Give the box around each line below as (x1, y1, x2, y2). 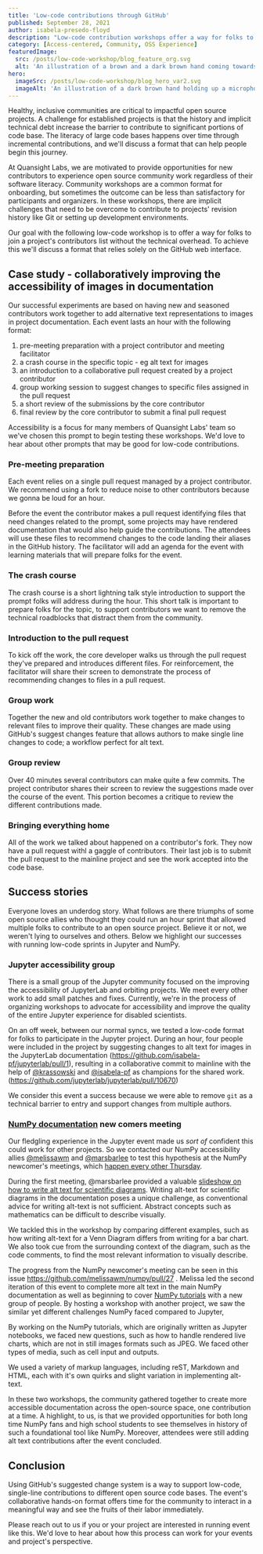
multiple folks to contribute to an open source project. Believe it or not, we (8, 923, 247, 932)
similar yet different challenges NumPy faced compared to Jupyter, (8, 1308, 225, 1317)
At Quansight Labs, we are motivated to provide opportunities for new (8, 162, 233, 173)
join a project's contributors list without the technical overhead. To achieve (8, 236, 249, 246)
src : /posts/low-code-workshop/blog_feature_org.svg (15, 56, 191, 64)
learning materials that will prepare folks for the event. (8, 550, 182, 560)
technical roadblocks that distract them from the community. (8, 613, 204, 622)
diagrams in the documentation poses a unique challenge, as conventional (8, 1194, 248, 1203)
